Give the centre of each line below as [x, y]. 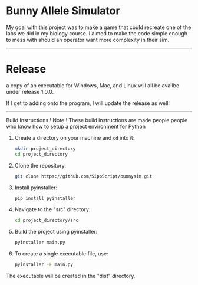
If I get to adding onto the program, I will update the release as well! [88, 103]
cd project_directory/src [46, 220]
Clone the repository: [40, 165]
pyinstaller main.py [40, 243]
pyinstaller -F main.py [44, 265]
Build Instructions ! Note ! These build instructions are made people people [97, 120]
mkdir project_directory [45, 149]
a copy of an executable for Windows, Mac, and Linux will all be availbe [93, 85]
